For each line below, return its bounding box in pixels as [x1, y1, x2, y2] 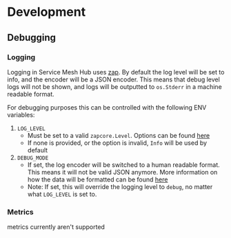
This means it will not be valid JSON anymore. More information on [27, 168, 218, 176]
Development [7, 4, 86, 20]
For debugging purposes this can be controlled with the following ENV [7, 103, 207, 111]
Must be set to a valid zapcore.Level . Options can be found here [27, 131, 210, 139]
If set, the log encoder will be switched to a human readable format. [27, 160, 221, 169]
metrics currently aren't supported [7, 223, 106, 231]
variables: [7, 110, 35, 119]
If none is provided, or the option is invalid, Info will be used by [27, 139, 208, 147]
